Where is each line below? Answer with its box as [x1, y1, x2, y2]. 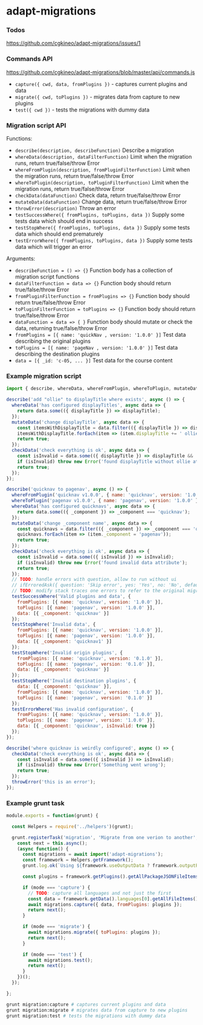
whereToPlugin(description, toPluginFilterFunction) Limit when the [14, 179, 189, 186]
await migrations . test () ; [28, 957, 94, 963]
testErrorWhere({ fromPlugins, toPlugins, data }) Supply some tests [14, 237, 193, 244]
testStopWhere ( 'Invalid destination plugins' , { [11, 678, 137, 684]
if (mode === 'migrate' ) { [22, 924, 91, 930]
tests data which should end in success [14, 217, 114, 225]
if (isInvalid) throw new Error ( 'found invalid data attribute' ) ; [17, 559, 188, 566]
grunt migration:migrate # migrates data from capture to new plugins [6, 1007, 188, 1013]
